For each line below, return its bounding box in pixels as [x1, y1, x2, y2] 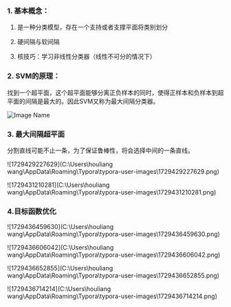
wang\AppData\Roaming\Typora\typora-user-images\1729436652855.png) [7, 271, 220, 280]
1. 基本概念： [7, 6, 49, 15]
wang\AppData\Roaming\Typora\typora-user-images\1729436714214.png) [7, 292, 218, 301]
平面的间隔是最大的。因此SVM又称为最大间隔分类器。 [7, 97, 159, 105]
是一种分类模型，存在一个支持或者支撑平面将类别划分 [16, 23, 168, 32]
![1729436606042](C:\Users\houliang [7, 244, 114, 252]
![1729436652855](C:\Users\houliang [7, 264, 113, 273]
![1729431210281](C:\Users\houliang [7, 181, 110, 189]
